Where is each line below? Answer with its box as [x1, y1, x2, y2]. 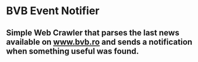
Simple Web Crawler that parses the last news [6, 28, 180, 38]
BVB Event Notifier [6, 4, 100, 18]
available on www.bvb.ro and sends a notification [6, 37, 193, 47]
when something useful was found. [6, 46, 139, 56]
